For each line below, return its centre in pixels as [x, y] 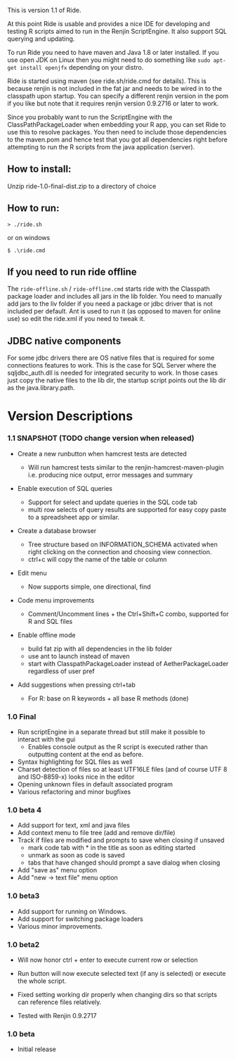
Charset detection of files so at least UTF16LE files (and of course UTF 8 [122, 770]
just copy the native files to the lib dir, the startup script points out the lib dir [117, 380]
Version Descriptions [70, 416]
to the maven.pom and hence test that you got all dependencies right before [118, 139]
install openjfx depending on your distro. [82, 67]
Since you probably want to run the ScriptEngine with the [90, 117]
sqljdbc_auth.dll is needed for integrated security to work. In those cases [113, 373]
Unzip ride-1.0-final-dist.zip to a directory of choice [82, 186]
